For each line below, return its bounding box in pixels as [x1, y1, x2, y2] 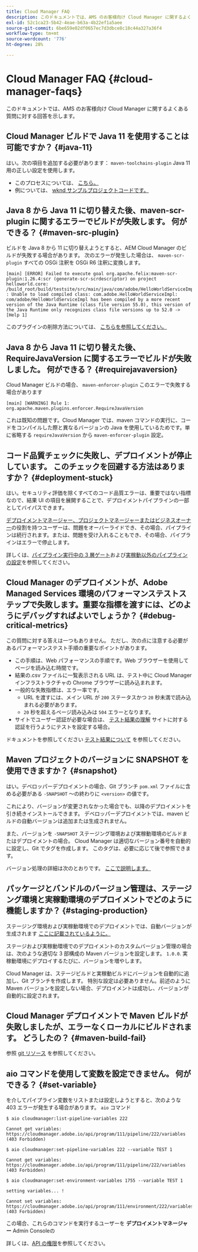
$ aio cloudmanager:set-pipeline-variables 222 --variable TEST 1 [6, 1147, 173, 1153]
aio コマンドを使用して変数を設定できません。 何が [6, 1068, 192, 1078]
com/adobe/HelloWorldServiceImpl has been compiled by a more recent [6, 296, 181, 303]
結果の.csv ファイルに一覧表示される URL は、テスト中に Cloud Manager [14, 671, 192, 679]
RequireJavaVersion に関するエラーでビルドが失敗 [6, 353, 192, 363]
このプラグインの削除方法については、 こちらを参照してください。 [6, 323, 167, 331]
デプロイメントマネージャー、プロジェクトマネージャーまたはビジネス [6, 517, 176, 524]
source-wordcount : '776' [6, 36, 67, 42]
